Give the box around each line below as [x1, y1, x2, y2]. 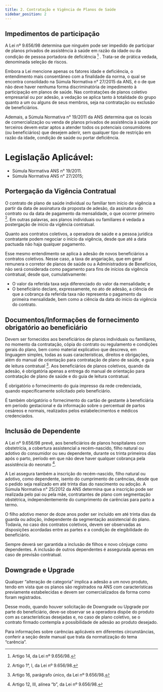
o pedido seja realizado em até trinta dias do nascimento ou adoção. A [5, 481, 146, 487]
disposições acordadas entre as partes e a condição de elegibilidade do [5, 527, 149, 533]
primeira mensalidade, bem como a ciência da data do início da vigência [12, 297, 157, 302]
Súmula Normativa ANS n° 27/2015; [12, 173, 83, 179]
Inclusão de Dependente [5, 427, 81, 435]
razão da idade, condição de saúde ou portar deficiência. [5, 134, 120, 140]
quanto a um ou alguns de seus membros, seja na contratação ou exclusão [5, 99, 155, 105]
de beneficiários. [5, 104, 39, 110]
